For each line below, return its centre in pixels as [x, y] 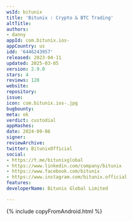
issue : [15, 97]
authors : [17, 29]
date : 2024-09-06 [28, 132]
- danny [16, 35]
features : [19, 183]
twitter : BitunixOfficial [39, 148]
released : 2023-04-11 [34, 58]
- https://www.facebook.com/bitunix [53, 171]
